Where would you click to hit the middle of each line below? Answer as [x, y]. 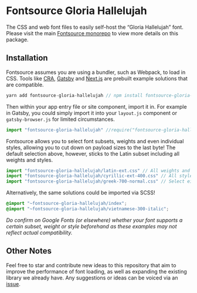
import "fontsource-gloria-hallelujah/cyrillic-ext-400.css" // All [91, 176]
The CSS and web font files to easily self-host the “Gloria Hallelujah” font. [95, 27]
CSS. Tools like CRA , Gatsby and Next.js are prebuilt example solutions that [97, 78]
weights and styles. [30, 160]
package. [17, 39]
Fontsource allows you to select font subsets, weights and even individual [95, 141]
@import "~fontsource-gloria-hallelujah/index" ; [67, 204]
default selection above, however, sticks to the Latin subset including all [93, 153]
